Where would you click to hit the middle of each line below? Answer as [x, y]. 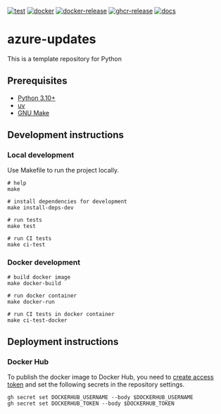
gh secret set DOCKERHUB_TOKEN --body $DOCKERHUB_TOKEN [91, 404]
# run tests [25, 220]
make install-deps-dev [40, 208]
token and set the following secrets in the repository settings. [96, 384]
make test [22, 226]
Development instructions [66, 135]
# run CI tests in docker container [61, 314]
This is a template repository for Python [64, 58]
